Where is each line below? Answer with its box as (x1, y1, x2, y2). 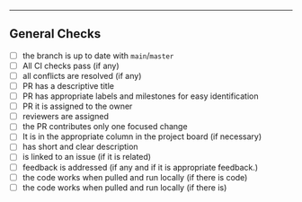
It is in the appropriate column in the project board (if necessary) (22, 131, 262, 142)
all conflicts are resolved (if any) (22, 70, 142, 81)
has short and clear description (22, 141, 138, 153)
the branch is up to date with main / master (22, 50, 174, 61)
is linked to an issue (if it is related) (22, 152, 151, 162)
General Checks (9, 26, 102, 41)
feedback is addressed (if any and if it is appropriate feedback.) (22, 162, 259, 172)
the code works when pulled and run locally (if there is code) (22, 171, 248, 182)
